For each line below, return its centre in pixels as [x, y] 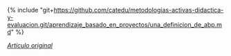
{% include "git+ [30, 10]
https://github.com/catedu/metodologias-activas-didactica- [139, 10]
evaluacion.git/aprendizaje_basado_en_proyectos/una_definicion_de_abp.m [115, 25]
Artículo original [30, 45]
